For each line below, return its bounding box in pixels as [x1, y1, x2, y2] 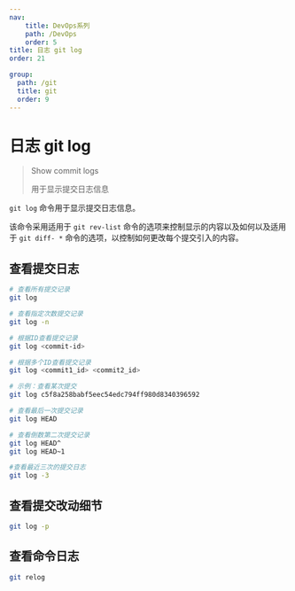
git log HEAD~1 [9, 447, 66, 456]
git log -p [9, 522, 50, 531]
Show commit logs [30, 166, 99, 176]
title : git [17, 86, 58, 96]
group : [9, 70, 34, 80]
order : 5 [25, 37, 58, 47]
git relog [9, 572, 46, 581]
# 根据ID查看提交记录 [9, 333, 78, 342]
